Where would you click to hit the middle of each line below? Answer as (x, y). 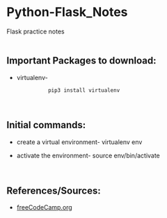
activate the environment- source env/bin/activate (88, 155)
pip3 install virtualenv (84, 90)
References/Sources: (54, 190)
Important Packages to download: (81, 61)
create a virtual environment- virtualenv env (79, 142)
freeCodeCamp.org (44, 208)
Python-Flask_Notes (67, 12)
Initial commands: (46, 125)
